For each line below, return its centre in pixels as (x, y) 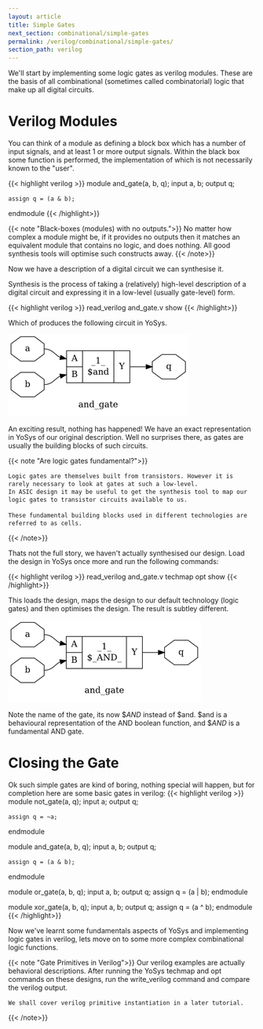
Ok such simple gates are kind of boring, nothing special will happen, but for (131, 785)
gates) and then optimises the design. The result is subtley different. (119, 609)
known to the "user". (41, 168)
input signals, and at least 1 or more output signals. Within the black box (124, 152)
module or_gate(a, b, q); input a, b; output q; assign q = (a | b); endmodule (128, 892)
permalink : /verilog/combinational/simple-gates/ (91, 42)
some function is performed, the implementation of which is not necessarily (130, 160)
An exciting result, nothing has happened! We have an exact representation (130, 429)
